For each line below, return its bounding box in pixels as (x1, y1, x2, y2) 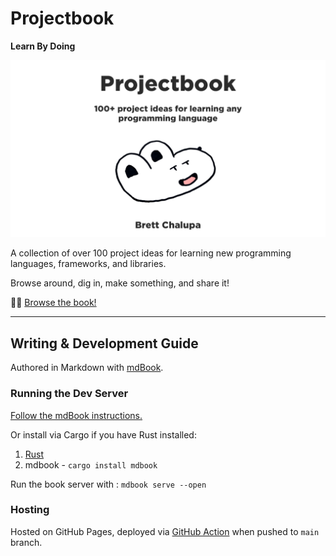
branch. (10, 536, 43, 548)
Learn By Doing (10, 40, 76, 52)
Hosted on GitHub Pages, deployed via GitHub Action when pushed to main (10, 525, 320, 537)
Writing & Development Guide (10, 335, 199, 352)
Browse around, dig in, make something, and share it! (10, 277, 230, 289)
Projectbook (10, 7, 115, 30)
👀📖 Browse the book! (10, 297, 97, 309)
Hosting (10, 503, 50, 517)
